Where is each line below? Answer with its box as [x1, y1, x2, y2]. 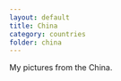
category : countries [9, 29, 87, 38]
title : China [9, 21, 58, 30]
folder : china [9, 37, 63, 47]
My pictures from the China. [9, 62, 113, 73]
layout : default [9, 12, 70, 22]
